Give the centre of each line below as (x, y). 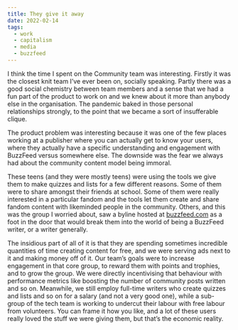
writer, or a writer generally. (48, 229)
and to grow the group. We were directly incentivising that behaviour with (115, 273)
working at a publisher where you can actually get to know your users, (110, 140)
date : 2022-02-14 (33, 21)
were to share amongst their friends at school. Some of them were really (113, 192)
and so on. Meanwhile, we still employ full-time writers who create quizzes (117, 288)
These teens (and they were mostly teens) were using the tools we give (112, 176)
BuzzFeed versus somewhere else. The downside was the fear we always (115, 155)
